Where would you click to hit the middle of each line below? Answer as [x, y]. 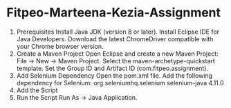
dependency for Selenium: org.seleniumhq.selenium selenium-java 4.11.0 [120, 83]
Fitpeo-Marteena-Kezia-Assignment [114, 13]
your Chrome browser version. [60, 46]
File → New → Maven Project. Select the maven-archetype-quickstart [115, 61]
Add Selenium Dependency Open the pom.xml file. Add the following [114, 75]
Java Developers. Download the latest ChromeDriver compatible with [115, 39]
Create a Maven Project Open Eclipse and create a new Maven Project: [117, 54]
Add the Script [37, 90]
